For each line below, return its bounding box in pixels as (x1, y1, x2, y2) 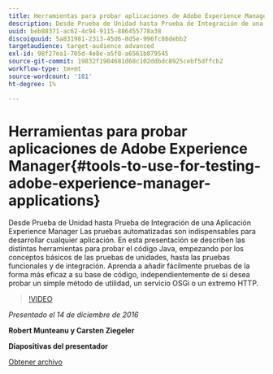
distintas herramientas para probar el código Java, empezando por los (8, 244, 244, 254)
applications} (8, 191, 101, 210)
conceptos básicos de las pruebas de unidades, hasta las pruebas (8, 253, 231, 263)
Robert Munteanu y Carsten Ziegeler (8, 326, 135, 336)
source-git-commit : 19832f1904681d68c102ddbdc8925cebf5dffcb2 (8, 58, 223, 66)
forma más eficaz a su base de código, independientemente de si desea (8, 270, 250, 280)
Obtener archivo (8, 357, 63, 367)
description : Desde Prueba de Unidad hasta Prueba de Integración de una (8, 20, 264, 28)
